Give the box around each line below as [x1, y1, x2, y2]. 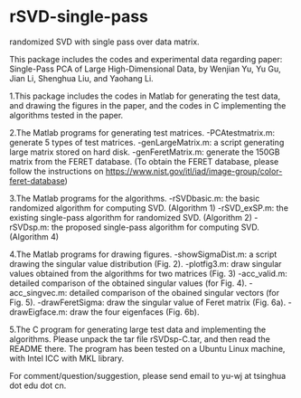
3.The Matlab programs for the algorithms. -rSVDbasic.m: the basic [9, 193, 260, 204]
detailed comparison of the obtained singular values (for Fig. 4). [9, 278, 248, 289]
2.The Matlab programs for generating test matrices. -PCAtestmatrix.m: [9, 127, 276, 137]
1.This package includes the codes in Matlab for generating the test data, [9, 90, 281, 101]
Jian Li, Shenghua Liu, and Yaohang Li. [9, 72, 154, 83]
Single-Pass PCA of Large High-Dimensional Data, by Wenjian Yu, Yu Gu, [9, 63, 282, 74]
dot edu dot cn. [9, 380, 67, 391]
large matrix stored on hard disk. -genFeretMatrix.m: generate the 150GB [9, 147, 280, 157]
